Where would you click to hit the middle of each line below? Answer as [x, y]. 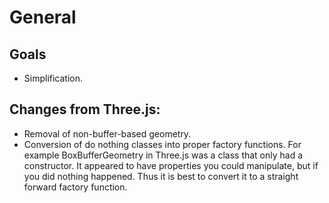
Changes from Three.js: [85, 109]
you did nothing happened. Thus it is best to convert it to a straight [161, 176]
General [43, 17]
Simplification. [53, 78]
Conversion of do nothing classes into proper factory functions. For [162, 144]
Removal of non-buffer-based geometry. [107, 133]
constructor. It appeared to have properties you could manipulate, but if [171, 165]
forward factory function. [75, 187]
